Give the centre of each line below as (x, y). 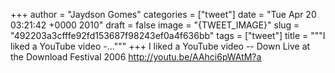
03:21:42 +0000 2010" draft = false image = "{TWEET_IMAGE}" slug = (155, 25)
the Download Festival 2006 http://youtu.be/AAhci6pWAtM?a (136, 57)
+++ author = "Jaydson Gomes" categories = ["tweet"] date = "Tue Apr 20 (163, 14)
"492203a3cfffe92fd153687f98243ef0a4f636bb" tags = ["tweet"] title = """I (168, 35)
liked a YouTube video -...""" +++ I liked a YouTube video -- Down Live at (160, 46)
